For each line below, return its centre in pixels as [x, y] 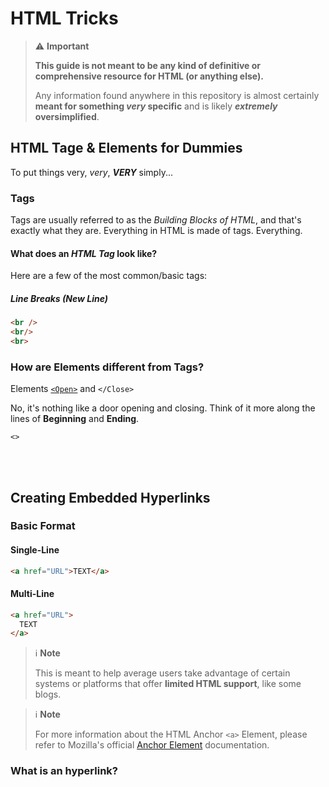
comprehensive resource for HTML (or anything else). [149, 76]
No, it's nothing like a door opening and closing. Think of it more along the [163, 408]
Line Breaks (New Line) [59, 298]
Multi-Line [32, 594]
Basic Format [43, 526]
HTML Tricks [64, 18]
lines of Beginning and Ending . [75, 419]
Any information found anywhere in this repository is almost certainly [177, 95]
